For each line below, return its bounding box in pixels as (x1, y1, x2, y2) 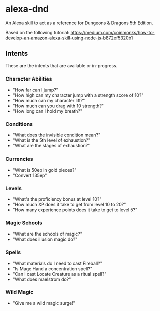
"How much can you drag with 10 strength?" (12, 103, 104, 109)
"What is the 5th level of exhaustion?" (12, 137, 91, 143)
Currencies (5, 155, 34, 163)
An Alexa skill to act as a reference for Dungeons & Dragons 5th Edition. (5, 20, 153, 26)
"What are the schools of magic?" (12, 231, 83, 237)
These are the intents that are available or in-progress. (5, 62, 118, 68)
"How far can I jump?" (12, 87, 59, 93)
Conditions (5, 120, 33, 127)
